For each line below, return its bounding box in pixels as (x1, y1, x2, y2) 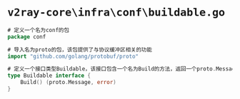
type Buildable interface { (7, 72, 91, 80)
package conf (7, 33, 46, 41)
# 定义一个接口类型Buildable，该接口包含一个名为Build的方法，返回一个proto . (7, 66, 216, 73)
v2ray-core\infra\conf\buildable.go (7, 6, 226, 19)
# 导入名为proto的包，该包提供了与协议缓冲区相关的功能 (7, 46, 152, 53)
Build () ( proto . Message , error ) (20, 79, 116, 86)
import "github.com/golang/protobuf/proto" (7, 53, 139, 60)
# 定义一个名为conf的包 (7, 26, 70, 33)
